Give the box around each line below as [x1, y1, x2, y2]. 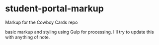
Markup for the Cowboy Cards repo [5, 19, 78, 25]
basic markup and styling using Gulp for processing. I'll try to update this [5, 29, 154, 35]
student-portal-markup [5, 3, 104, 14]
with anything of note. [5, 34, 50, 40]
